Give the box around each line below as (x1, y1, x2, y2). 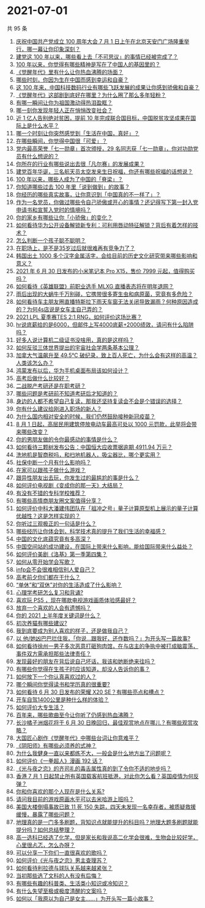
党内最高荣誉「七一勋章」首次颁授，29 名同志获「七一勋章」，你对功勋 (15, 144, 193, 152)
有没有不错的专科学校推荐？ (15, 489, 86, 497)
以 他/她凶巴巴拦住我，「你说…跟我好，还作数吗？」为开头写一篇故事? (15, 634, 191, 642)
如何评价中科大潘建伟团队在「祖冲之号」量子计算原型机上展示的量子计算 (15, 505, 198, 512)
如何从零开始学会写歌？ (15, 558, 75, 565)
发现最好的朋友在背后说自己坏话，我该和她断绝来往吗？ (15, 658, 155, 665)
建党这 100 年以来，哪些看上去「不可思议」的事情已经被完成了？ (15, 53, 179, 60)
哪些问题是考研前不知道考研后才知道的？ (15, 389, 118, 397)
